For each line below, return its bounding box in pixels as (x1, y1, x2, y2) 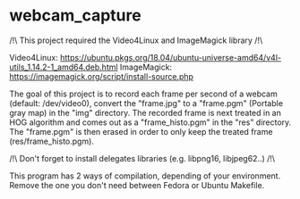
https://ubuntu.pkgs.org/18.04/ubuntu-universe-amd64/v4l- (59, 52, 282, 62)
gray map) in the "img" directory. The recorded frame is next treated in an (9, 107, 282, 118)
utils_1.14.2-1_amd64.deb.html (9, 62, 118, 72)
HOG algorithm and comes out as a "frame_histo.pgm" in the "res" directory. (9, 117, 292, 128)
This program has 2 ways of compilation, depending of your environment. (9, 170, 281, 181)
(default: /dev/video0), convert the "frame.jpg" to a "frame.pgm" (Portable (9, 97, 284, 108)
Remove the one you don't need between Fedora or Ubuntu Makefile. (9, 179, 265, 190)
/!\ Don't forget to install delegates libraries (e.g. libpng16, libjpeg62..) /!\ (9, 153, 276, 163)
